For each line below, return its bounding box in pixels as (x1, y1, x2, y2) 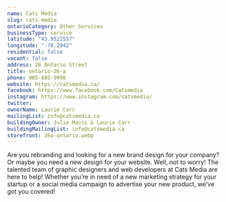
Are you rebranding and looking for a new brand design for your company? (7, 151, 220, 159)
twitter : (7, 100, 32, 107)
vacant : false (7, 55, 48, 62)
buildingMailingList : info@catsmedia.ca (7, 125, 125, 132)
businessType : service (7, 29, 72, 37)
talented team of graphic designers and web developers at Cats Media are (7, 165, 218, 174)
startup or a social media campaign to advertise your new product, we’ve (7, 180, 215, 188)
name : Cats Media (7, 10, 57, 17)
